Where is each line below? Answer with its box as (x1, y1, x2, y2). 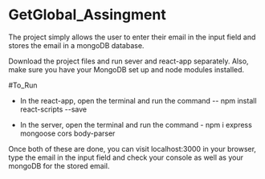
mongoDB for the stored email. (8, 161, 110, 170)
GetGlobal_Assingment (8, 6, 166, 24)
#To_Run (8, 80, 38, 90)
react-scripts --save (19, 104, 87, 114)
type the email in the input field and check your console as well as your (8, 153, 243, 162)
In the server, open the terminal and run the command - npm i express (19, 120, 253, 129)
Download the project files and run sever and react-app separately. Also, (8, 56, 249, 66)
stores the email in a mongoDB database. (8, 40, 145, 50)
